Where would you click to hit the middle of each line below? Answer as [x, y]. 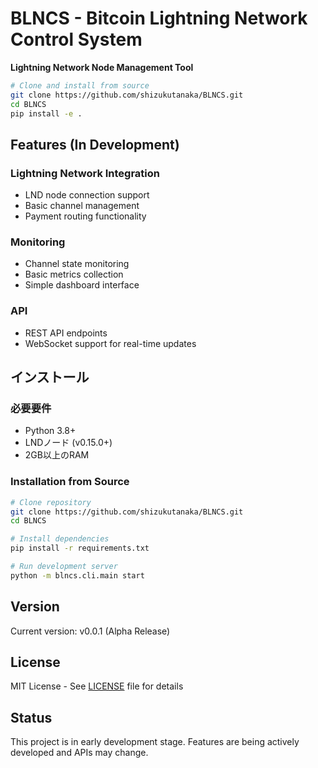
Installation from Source [70, 482]
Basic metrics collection [74, 274]
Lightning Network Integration [85, 173]
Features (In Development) [95, 144]
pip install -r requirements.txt [80, 548]
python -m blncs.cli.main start [77, 575]
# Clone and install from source [80, 85]
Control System [76, 39]
